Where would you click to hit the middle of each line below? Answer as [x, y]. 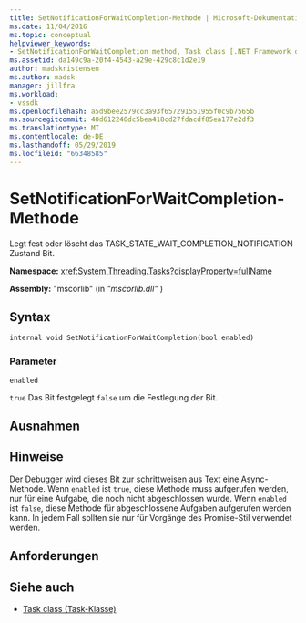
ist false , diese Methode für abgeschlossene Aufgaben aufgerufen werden [150, 508]
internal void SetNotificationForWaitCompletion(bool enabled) [132, 338]
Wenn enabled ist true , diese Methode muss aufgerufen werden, [168, 488]
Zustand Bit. [32, 253]
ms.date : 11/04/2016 [49, 26]
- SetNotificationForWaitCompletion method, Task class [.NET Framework [150, 52]
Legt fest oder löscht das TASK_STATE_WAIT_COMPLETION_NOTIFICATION [151, 244]
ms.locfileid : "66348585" [58, 153]
